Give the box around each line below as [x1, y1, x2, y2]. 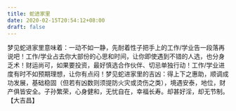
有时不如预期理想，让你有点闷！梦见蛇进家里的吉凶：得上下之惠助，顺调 [13, 70, 223, 78]
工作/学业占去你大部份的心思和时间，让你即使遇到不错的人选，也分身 [25, 52, 225, 60]
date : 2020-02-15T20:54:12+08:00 [7, 17, 105, 24]
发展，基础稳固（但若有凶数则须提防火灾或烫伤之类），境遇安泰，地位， [13, 79, 220, 87]
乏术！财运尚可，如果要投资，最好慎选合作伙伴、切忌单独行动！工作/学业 [7, 61, 219, 70]
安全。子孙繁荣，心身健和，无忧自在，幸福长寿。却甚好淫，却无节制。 [25, 87, 229, 96]
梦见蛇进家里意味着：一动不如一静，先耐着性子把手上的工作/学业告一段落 [7, 44, 219, 52]
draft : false [7, 23, 46, 30]
